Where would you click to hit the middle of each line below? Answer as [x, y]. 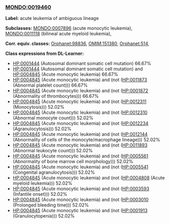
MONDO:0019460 [28, 7]
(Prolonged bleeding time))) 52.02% [51, 205]
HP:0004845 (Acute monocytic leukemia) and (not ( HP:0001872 [80, 91]
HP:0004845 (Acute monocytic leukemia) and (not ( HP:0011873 [80, 80]
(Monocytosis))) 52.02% [39, 107]
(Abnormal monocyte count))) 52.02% [53, 118]
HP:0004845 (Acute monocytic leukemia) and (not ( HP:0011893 [80, 145]
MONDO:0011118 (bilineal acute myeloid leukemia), [58, 34]
